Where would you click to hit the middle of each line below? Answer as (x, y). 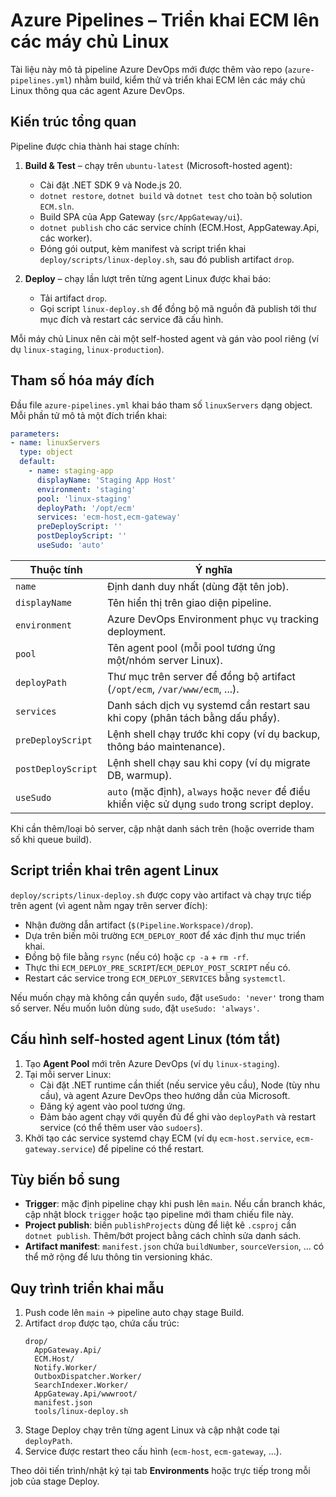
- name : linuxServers (55, 443)
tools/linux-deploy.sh (81, 1412)
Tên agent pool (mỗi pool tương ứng (191, 647)
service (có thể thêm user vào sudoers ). (121, 1127)
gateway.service (58, 1149)
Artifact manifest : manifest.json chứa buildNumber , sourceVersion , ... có (174, 1246)
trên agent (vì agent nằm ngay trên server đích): (109, 905)
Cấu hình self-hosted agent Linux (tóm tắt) (145, 1039)
